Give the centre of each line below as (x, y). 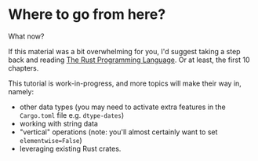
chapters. (24, 68)
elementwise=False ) (51, 140)
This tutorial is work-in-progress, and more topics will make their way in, (125, 83)
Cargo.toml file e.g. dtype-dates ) (72, 115)
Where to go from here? (87, 15)
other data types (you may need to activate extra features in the (122, 107)
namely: (21, 91)
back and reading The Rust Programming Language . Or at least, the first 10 (129, 60)
